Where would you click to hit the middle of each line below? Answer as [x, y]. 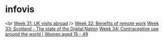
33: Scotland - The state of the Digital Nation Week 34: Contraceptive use [82, 28]
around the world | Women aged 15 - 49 [47, 34]
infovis [20, 9]
